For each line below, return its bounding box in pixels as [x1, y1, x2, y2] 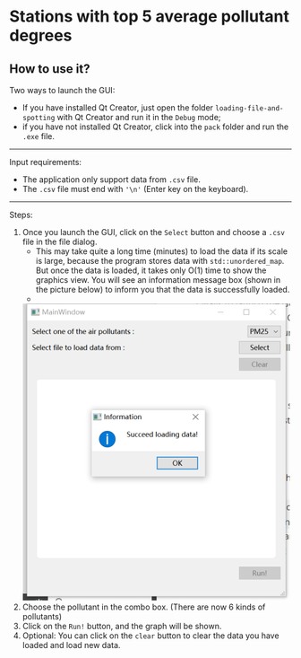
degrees [9, 25, 73, 46]
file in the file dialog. [21, 236, 98, 247]
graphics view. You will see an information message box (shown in [35, 275, 281, 285]
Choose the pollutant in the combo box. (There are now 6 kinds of [21, 601, 266, 612]
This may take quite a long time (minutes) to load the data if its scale [35, 246, 288, 257]
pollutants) [21, 611, 63, 621]
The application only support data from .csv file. [21, 174, 202, 185]
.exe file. [21, 131, 56, 141]
